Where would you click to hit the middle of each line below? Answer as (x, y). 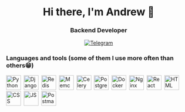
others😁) (20, 66)
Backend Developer (99, 30)
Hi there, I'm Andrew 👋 (99, 12)
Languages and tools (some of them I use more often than (90, 58)
